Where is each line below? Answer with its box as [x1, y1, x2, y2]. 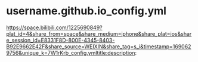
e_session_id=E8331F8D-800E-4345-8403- [6, 36, 115, 44]
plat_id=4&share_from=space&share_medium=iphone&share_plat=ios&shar [6, 30, 192, 37]
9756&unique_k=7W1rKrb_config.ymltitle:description [6, 49, 135, 56]
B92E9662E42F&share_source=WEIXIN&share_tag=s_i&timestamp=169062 [6, 43, 191, 50]
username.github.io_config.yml [6, 4, 167, 18]
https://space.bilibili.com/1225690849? [6, 24, 103, 31]
